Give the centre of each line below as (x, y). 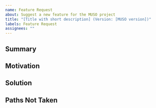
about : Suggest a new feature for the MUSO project (60, 15)
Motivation (23, 66)
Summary (21, 49)
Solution (19, 83)
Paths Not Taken (31, 100)
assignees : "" (20, 29)
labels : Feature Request (31, 24)
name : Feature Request (29, 10)
